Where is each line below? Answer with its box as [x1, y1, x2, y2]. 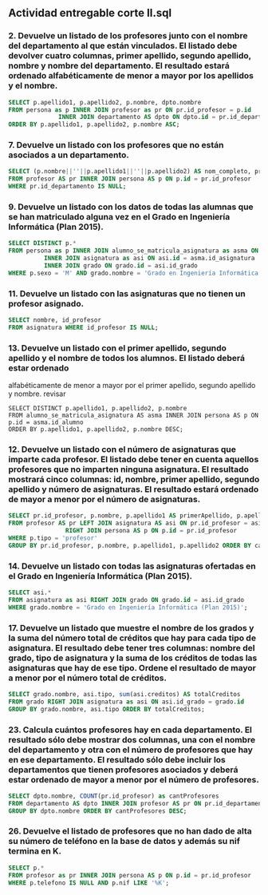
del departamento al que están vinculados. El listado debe [8, 40, 238, 51]
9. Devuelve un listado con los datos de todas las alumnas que [8, 201, 254, 212]
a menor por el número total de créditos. [8, 672, 167, 683]
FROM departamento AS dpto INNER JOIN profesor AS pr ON [8, 799, 202, 807]
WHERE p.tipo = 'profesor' [8, 534, 98, 542]
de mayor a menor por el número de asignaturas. [8, 494, 201, 505]
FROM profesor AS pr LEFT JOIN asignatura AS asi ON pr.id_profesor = [8, 519, 248, 528]
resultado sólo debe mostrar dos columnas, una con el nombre [8, 734, 256, 745]
